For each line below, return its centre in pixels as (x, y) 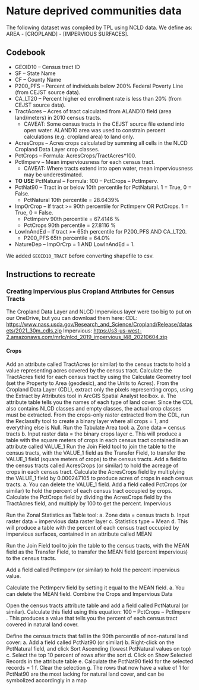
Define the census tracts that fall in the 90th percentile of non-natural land (97, 636)
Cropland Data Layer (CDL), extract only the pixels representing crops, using (100, 389)
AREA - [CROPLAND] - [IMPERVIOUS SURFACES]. (67, 33)
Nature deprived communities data (94, 11)
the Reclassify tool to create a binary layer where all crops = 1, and (88, 421)
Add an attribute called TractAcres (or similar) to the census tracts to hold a (99, 364)
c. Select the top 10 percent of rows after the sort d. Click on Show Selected (99, 655)
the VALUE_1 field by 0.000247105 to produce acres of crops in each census (99, 478)
